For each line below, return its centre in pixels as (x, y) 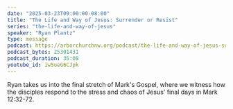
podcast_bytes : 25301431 (43, 52)
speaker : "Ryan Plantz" (42, 33)
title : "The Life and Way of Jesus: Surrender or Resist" (93, 20)
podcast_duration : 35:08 (43, 59)
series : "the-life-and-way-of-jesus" (62, 26)
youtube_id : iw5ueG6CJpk (43, 65)
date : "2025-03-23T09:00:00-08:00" (59, 13)
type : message (28, 39)
